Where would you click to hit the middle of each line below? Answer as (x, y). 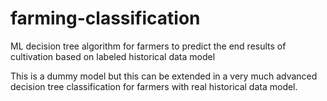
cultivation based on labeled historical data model (113, 56)
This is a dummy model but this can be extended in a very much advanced (164, 76)
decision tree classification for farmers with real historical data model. (154, 86)
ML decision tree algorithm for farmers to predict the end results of (148, 46)
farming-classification (105, 18)
